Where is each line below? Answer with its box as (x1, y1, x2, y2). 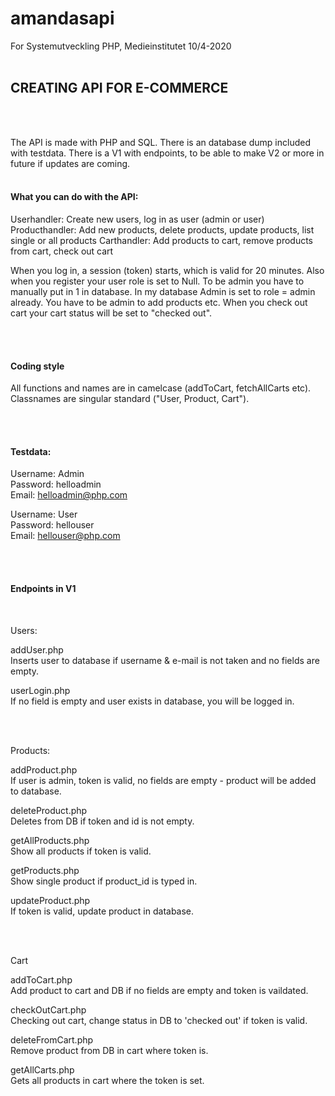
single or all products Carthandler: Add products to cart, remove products (10, 234, 314, 246)
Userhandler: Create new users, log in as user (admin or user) (10, 213, 265, 225)
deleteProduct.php (10, 804, 88, 816)
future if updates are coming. (10, 157, 131, 169)
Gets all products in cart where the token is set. (10, 1074, 205, 1086)
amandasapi (10, 7, 115, 30)
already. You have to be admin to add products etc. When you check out (10, 296, 308, 308)
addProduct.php (10, 763, 78, 776)
